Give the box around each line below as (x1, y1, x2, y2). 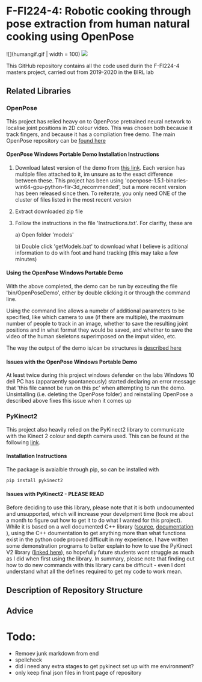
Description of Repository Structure (6, 585, 143, 595)
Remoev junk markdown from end (14, 649, 99, 657)
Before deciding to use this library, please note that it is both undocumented (6, 504, 194, 511)
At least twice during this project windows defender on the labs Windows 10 (6, 371, 194, 379)
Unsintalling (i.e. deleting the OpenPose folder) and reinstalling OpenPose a (6, 391, 194, 398)
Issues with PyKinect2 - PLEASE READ (6, 491, 104, 498)
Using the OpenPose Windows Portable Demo (6, 269, 123, 276)
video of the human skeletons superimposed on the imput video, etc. (6, 333, 177, 340)
